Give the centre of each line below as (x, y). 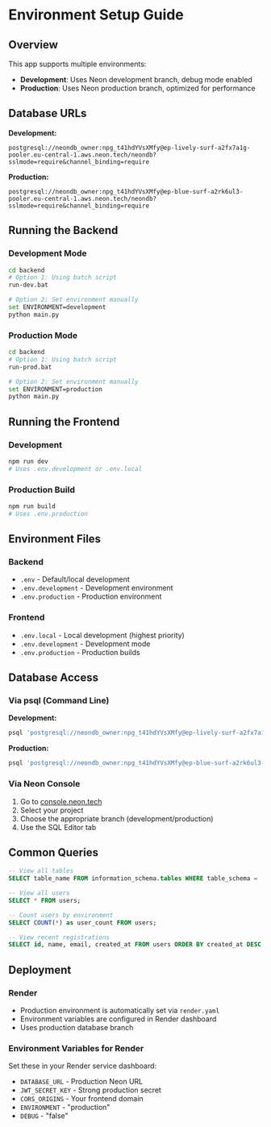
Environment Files (55, 539)
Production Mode (43, 335)
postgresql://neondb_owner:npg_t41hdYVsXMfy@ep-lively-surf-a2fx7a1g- (129, 148)
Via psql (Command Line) (59, 701)
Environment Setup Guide (96, 15)
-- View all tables (41, 871)
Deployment (40, 970)
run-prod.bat (30, 367)
